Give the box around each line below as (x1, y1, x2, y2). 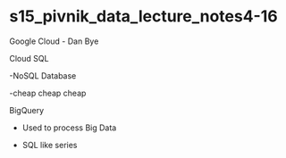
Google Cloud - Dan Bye (9, 36, 99, 46)
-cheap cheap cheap (9, 87, 87, 98)
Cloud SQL (9, 53, 49, 63)
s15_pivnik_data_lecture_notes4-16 (9, 6, 279, 27)
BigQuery (9, 104, 45, 115)
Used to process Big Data (21, 122, 117, 133)
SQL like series (21, 139, 78, 150)
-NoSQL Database (9, 70, 77, 81)
